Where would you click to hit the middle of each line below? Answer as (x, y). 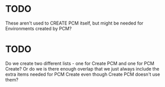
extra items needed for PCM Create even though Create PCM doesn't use (83, 74)
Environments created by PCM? (39, 28)
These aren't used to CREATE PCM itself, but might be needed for (74, 23)
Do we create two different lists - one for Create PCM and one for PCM (80, 63)
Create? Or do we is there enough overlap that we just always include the (82, 69)
